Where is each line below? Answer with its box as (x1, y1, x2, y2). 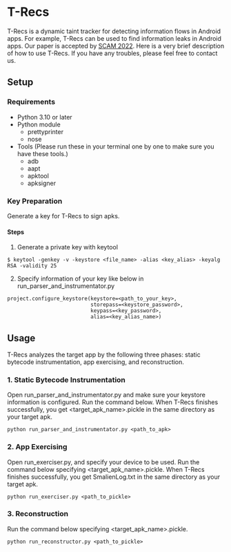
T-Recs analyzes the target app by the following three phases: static (7, 350, 201, 359)
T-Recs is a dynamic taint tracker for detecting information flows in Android (7, 27, 221, 35)
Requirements (7, 97, 56, 107)
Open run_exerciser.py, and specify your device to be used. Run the (7, 457, 200, 466)
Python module (17, 120, 61, 129)
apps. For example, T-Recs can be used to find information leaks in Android (7, 34, 222, 42)
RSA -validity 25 (7, 263, 57, 269)
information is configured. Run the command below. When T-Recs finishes (7, 398, 219, 406)
